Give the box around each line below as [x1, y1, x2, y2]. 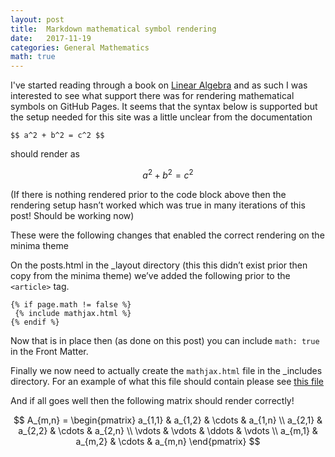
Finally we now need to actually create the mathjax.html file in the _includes [10, 364, 323, 376]
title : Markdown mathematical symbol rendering [10, 24, 217, 34]
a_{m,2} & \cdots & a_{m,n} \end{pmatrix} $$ [75, 435, 261, 447]
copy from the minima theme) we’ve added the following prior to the [10, 269, 291, 281]
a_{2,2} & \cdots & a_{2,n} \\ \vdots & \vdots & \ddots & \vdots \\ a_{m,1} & [18, 424, 318, 436]
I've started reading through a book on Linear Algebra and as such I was [10, 79, 308, 91]
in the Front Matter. [10, 345, 89, 357]
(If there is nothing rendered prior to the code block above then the [10, 188, 287, 200]
